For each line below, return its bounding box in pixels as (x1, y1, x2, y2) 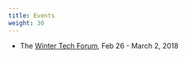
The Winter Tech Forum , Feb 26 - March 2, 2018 (19, 41, 179, 50)
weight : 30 (8, 19, 45, 27)
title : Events (8, 11, 56, 20)
